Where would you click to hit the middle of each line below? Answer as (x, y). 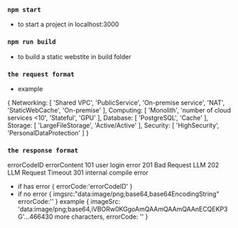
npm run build (32, 42)
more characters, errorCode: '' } (101, 217)
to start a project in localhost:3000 (68, 24)
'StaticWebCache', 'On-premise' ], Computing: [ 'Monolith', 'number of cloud (119, 110)
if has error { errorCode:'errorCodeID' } (75, 187)
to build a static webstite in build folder (74, 56)
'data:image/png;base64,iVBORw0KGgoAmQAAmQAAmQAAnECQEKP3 (123, 209)
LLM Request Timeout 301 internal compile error (78, 172)
